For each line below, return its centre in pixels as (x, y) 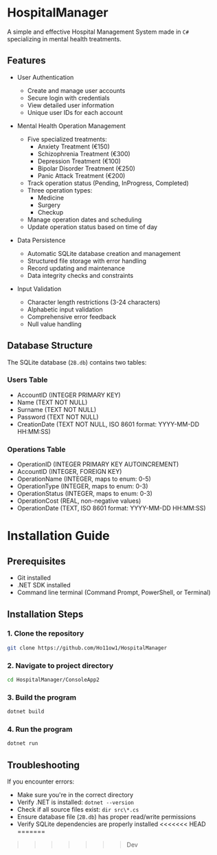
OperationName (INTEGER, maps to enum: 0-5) (84, 479)
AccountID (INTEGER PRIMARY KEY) (69, 395)
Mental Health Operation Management (71, 126)
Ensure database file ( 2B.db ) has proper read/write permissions (106, 817)
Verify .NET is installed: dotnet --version (75, 802)
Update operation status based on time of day (92, 227)
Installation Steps (45, 614)
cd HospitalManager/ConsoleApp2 (53, 680)
